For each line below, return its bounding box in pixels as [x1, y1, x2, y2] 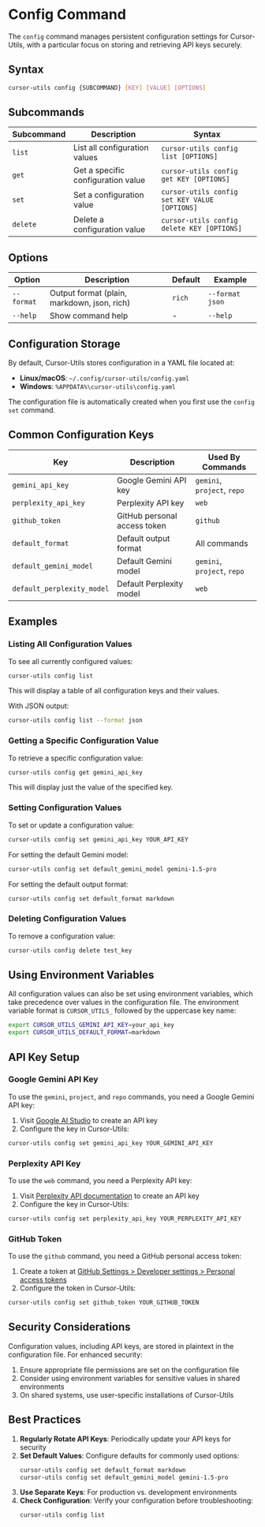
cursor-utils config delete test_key [8, 946, 132, 954]
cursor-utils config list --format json [8, 716, 144, 725]
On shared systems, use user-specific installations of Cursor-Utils [19, 1390, 234, 1399]
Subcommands [8, 106, 84, 119]
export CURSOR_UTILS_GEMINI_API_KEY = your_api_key [8, 1021, 175, 1029]
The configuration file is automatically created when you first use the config [8, 397, 255, 407]
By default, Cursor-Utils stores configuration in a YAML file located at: [8, 358, 235, 368]
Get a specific [73, 165, 125, 176]
